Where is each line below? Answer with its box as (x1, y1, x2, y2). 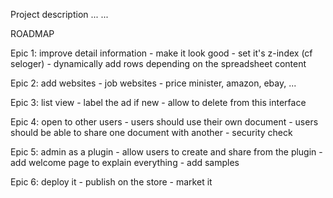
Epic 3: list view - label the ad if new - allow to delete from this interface (10, 97, 307, 108)
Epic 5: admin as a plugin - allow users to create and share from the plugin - (10, 146, 323, 158)
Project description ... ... (10, 9, 109, 20)
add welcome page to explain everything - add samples (10, 157, 240, 168)
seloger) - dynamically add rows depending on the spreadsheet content (10, 58, 307, 69)
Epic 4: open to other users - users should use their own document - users (10, 116, 319, 128)
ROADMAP (10, 28, 55, 39)
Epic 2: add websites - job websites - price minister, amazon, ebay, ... (10, 77, 297, 89)
